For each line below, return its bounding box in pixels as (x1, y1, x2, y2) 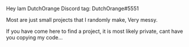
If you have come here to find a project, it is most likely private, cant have (6, 28, 183, 35)
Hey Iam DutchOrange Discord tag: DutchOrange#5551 (6, 5, 139, 12)
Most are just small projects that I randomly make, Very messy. (6, 16, 158, 23)
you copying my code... (6, 34, 63, 41)
